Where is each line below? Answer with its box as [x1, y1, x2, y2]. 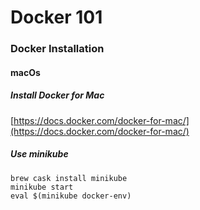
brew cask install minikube [10, 173, 128, 183]
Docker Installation [10, 42, 105, 56]
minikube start [10, 182, 74, 192]
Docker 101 [10, 6, 103, 29]
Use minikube [10, 148, 69, 160]
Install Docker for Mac [10, 89, 105, 101]
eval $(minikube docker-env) [10, 191, 132, 201]
